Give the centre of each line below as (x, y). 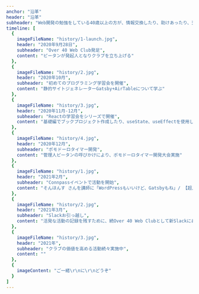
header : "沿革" (24, 17)
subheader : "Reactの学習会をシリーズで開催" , (68, 116)
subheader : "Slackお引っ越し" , (53, 216)
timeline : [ (21, 28)
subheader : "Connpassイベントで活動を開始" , (68, 183)
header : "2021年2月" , (43, 177)
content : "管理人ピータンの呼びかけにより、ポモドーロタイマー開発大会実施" (99, 155)
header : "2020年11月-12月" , (50, 111)
